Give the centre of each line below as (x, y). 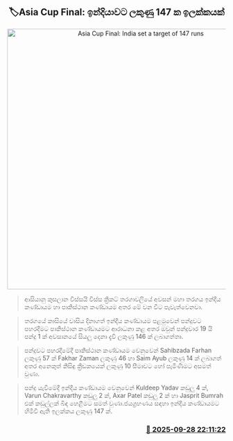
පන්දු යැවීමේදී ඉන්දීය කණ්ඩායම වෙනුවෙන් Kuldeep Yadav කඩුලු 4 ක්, (116, 388)
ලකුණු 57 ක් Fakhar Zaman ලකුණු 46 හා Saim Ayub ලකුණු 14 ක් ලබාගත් (123, 358)
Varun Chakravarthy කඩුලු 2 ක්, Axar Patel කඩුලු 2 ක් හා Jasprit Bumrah (124, 395)
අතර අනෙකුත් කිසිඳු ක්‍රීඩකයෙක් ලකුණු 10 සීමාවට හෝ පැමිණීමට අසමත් (118, 366)
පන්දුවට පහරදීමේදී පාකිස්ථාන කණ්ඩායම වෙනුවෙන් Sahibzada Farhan (118, 350)
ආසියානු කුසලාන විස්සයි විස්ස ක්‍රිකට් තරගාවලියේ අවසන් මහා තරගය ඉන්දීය (122, 299)
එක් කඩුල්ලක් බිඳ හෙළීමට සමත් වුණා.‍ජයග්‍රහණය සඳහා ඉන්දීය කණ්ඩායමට (122, 403)
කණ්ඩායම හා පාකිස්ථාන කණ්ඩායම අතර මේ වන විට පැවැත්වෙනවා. (113, 307)
